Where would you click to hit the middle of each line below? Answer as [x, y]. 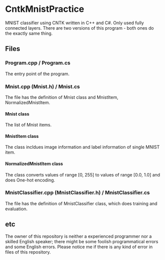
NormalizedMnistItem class [34, 164]
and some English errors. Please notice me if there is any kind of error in [79, 247]
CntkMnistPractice [45, 9]
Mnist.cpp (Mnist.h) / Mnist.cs [43, 87]
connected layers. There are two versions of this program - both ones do [80, 28]
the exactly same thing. [29, 33]
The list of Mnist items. [28, 125]
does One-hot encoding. [30, 180]
